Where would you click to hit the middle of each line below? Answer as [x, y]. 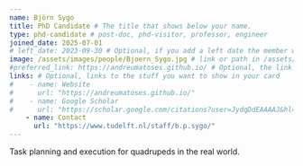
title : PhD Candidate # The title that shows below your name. [131, 26]
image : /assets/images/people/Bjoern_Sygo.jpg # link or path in [134, 59]
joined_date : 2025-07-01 [56, 43]
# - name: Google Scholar [64, 101]
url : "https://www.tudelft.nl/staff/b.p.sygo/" [124, 127]
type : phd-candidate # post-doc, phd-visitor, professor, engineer [139, 34]
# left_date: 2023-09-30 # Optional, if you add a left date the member [149, 51]
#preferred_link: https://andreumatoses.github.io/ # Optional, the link [151, 68]
